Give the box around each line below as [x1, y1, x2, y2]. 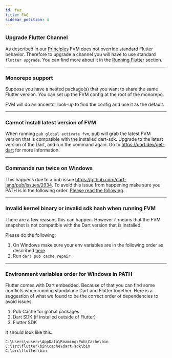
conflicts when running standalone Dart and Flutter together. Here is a [5, 288, 153, 294]
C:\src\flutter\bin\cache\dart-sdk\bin [5, 344, 91, 349]
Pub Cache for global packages [12, 309, 79, 315]
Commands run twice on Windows [5, 165, 93, 172]
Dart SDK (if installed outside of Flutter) [12, 314, 96, 320]
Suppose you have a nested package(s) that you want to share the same [5, 86, 158, 92]
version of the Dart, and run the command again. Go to [5, 142, 121, 148]
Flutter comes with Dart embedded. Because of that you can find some [5, 282, 155, 288]
